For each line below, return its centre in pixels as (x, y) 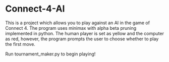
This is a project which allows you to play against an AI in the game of (78, 23)
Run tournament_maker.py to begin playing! (50, 54)
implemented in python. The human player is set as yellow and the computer (84, 33)
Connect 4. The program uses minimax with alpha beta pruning (71, 28)
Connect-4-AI (35, 9)
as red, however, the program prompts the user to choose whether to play (82, 39)
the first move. (20, 44)
